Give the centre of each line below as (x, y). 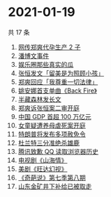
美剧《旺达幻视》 (43, 168)
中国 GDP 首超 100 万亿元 (54, 116)
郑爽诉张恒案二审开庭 (49, 108)
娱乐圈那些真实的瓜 (46, 64)
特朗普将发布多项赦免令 (52, 134)
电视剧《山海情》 (43, 160)
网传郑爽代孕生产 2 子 (49, 47)
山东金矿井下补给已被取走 (55, 186)
